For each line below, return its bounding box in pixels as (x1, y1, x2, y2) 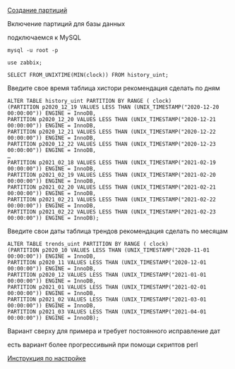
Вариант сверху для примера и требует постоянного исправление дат (7, 327, 221, 335)
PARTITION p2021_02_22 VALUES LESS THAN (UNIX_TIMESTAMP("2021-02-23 (7, 208, 217, 215)
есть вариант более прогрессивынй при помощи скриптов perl (7, 341, 198, 349)
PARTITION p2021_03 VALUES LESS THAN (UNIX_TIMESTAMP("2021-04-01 (7, 308, 207, 315)
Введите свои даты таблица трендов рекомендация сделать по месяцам (7, 227, 228, 235)
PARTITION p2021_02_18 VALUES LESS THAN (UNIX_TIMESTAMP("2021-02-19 (7, 159, 217, 166)
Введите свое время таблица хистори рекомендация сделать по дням (7, 84, 220, 92)
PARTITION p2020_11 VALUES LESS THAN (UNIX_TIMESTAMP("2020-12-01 (7, 259, 207, 266)
